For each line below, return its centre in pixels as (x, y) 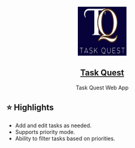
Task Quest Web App (102, 87)
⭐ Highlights (30, 108)
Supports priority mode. (45, 131)
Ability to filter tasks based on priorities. (65, 138)
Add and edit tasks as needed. (53, 125)
